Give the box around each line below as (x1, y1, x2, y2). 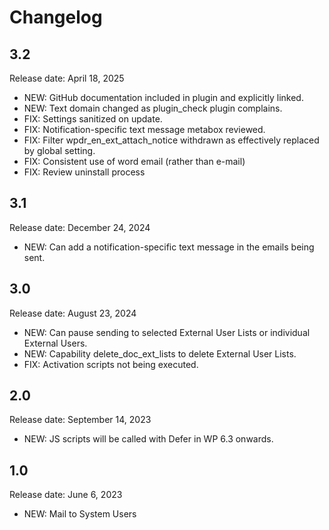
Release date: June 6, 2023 (9, 489, 123, 501)
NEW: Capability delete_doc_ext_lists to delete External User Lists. (23, 347, 297, 360)
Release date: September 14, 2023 (9, 414, 152, 426)
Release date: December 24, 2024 (9, 221, 151, 233)
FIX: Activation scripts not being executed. (23, 358, 199, 370)
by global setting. (23, 145, 96, 156)
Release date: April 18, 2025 (9, 72, 125, 84)
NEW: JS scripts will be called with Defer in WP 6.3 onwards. (23, 433, 274, 445)
